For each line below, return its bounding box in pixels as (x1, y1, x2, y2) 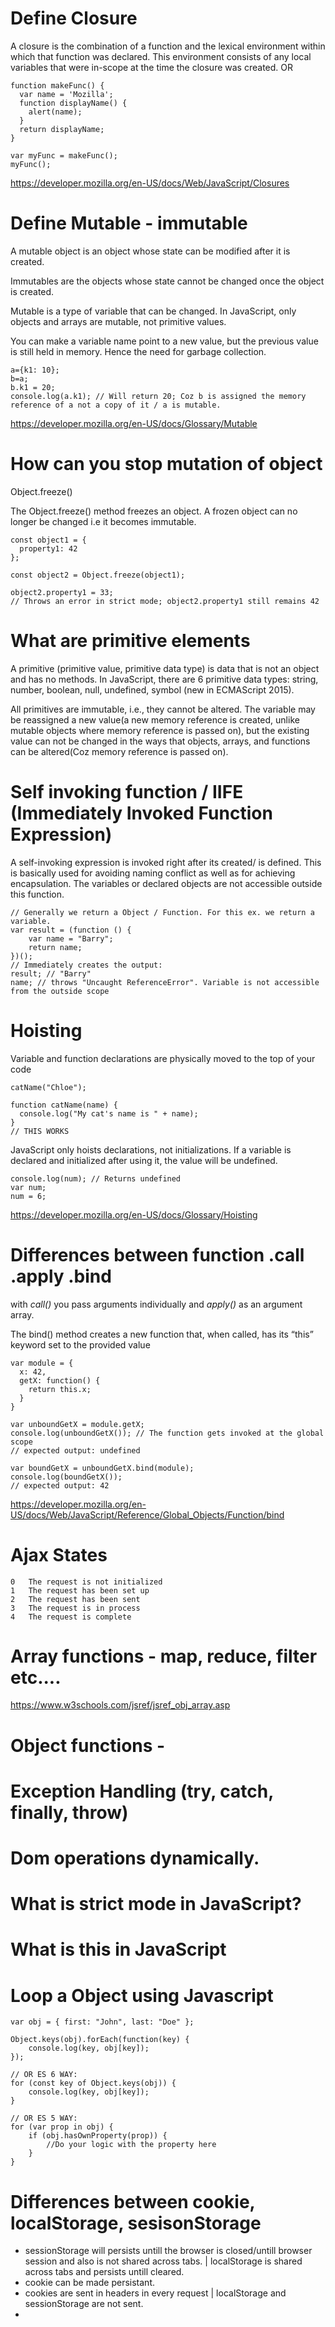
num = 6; (10, 1191, 47, 1201)
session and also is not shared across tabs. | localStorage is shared (24, 2255, 303, 2267)
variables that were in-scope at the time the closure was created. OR (10, 61, 293, 73)
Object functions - (10, 1734, 166, 1757)
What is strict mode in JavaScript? (10, 1893, 302, 1916)
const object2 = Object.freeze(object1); (10, 570, 186, 580)
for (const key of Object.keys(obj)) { (10, 2078, 177, 2089)
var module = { (10, 1358, 74, 1368)
